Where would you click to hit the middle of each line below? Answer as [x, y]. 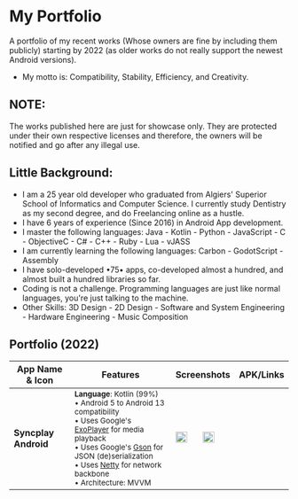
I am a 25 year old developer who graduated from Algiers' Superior [145, 194]
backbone [92, 474]
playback [90, 439]
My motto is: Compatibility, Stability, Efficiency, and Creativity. [135, 76]
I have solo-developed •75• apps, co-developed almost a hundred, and [153, 269]
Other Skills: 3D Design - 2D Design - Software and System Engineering [153, 307]
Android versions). [43, 59]
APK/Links [262, 375]
